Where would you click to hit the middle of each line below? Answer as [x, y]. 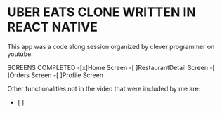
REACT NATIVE [53, 27]
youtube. [20, 54]
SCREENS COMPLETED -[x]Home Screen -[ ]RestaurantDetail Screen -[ [111, 67]
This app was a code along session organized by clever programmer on [111, 46]
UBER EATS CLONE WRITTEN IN [102, 12]
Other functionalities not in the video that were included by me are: [104, 88]
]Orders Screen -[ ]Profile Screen [55, 75]
